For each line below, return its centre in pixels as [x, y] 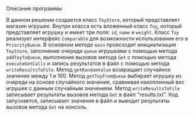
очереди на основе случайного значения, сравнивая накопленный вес [96, 82]
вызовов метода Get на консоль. [47, 107]
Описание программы [34, 8]
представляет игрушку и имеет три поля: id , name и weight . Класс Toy [93, 32]
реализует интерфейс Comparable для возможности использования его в [97, 38]
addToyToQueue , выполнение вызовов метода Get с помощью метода [91, 57]
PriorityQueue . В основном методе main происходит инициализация [91, 45]
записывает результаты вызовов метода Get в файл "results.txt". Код [92, 94]
